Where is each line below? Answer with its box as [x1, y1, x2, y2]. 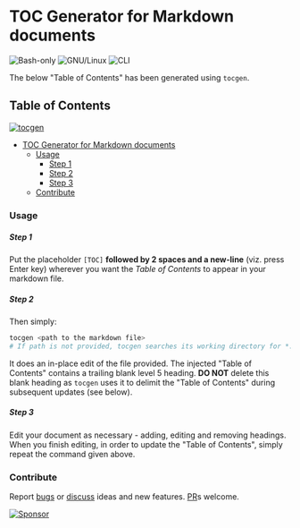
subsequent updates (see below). [9, 387, 133, 397]
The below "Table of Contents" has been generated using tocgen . [9, 72, 250, 82]
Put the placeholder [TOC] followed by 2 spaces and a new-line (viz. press [9, 254, 285, 265]
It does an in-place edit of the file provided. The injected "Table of [9, 358, 253, 369]
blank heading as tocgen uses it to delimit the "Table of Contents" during [9, 377, 276, 387]
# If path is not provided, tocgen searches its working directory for [9, 342, 281, 351]
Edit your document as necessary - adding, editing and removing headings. [9, 430, 287, 440]
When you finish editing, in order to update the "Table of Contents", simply [9, 439, 283, 449]
